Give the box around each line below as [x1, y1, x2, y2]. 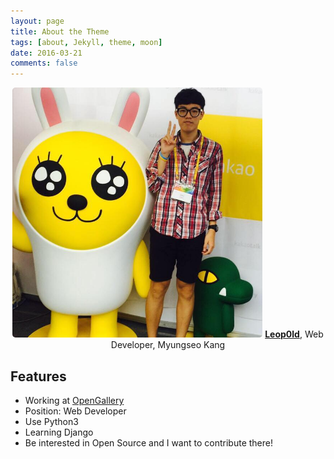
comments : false [10, 58, 78, 69]
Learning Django [24, 426, 94, 438]
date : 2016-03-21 [10, 48, 83, 58]
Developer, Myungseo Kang [110, 339, 226, 351]
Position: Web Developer [24, 405, 127, 417]
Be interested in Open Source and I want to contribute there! [24, 436, 273, 449]
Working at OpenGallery [24, 394, 125, 406]
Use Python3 [24, 415, 79, 427]
